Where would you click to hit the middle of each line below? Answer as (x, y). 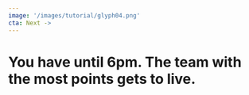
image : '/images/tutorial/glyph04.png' (74, 15)
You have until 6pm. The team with (125, 62)
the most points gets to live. (102, 79)
